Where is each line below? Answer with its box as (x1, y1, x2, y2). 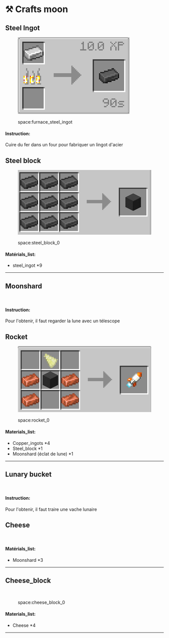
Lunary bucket (5, 470, 52, 479)
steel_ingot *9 (12, 262, 43, 268)
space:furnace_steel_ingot (18, 119, 73, 125)
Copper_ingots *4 (12, 440, 50, 446)
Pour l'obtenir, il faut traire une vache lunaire (5, 506, 97, 512)
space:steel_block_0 (18, 240, 60, 246)
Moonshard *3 (12, 557, 44, 563)
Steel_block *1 (12, 445, 43, 451)
